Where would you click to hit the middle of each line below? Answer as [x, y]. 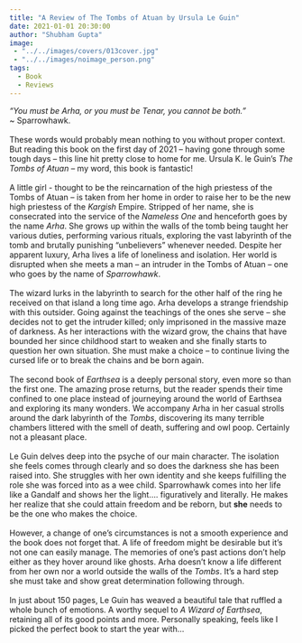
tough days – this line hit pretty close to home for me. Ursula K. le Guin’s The [151, 158]
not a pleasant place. [48, 437]
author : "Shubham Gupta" [56, 34]
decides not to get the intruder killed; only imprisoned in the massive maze [148, 321]
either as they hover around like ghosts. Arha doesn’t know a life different [146, 562]
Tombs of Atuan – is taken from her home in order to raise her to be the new [150, 197]
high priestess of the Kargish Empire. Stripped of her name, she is [132, 206]
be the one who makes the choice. [73, 513]
